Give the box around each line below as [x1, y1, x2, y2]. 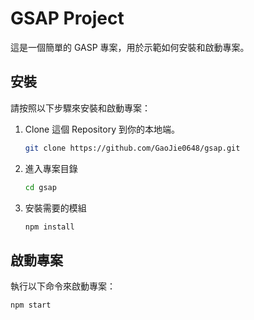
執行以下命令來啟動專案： [10, 280, 116, 292]
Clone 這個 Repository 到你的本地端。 [24, 123, 180, 135]
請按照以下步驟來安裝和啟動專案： [10, 102, 151, 114]
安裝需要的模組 [24, 202, 87, 214]
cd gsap [24, 182, 57, 192]
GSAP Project [10, 7, 125, 30]
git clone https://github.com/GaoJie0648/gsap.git [24, 143, 241, 153]
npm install [24, 222, 75, 232]
